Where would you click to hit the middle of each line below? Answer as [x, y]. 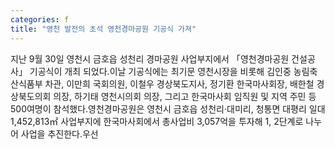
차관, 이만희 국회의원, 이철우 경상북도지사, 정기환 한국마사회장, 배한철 [179, 83]
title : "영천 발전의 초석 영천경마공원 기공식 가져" [103, 29]
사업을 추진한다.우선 [59, 133]
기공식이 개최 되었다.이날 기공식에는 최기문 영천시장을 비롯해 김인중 [160, 71]
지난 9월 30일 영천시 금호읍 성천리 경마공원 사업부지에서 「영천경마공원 [150, 58]
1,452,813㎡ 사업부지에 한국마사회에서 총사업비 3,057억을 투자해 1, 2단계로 [157, 121]
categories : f [40, 19]
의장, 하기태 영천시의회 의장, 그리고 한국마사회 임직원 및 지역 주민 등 [185, 96]
